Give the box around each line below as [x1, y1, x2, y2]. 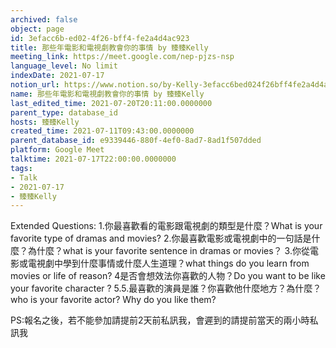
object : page [10, 24, 65, 34]
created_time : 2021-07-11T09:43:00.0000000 [10, 126, 195, 136]
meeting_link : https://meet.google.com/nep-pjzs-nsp [10, 52, 235, 62]
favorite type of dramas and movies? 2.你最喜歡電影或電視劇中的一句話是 [10, 232, 312, 245]
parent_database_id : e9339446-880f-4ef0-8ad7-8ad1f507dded [10, 136, 262, 146]
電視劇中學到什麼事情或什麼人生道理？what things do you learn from [27, 257, 310, 270]
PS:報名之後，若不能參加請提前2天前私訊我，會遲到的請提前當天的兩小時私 [10, 314, 319, 326]
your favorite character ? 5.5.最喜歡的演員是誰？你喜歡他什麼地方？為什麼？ [10, 282, 322, 295]
